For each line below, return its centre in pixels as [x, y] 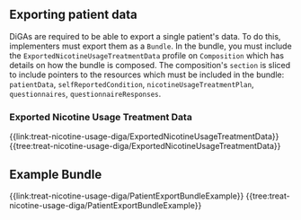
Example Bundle [56, 174]
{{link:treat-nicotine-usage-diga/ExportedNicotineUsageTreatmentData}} [144, 136]
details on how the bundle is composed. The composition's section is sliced [150, 65]
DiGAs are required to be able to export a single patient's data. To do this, [145, 36]
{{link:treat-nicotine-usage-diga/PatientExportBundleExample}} [127, 196]
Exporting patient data [73, 15]
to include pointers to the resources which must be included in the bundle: [147, 75]
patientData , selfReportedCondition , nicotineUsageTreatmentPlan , [132, 84]
